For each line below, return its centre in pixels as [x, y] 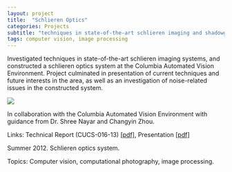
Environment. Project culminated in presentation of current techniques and [113, 74]
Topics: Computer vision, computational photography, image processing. [110, 162]
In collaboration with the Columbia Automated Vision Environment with [107, 114]
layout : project [30, 13]
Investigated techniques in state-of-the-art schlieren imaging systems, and [114, 58]
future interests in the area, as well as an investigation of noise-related [107, 80]
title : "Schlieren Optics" [48, 20]
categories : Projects [38, 26]
